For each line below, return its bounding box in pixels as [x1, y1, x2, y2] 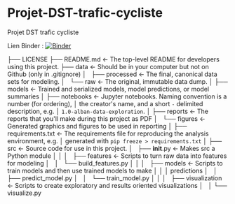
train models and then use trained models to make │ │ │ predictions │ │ [7, 166, 217, 175]
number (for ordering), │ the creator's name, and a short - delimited [7, 99, 203, 108]
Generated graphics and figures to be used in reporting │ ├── [7, 122, 187, 130]
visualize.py [7, 189, 42, 197]
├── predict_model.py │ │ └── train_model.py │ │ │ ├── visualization [7, 173, 222, 182]
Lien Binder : [7, 41, 44, 50]
